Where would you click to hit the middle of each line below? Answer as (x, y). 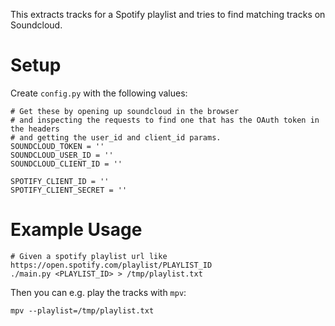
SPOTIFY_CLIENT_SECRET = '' (69, 190)
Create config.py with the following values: (99, 93)
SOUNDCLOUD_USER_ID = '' (62, 155)
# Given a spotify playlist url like (89, 256)
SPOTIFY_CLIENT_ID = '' (60, 181)
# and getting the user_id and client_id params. (116, 137)
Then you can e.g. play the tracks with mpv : (98, 292)
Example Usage (76, 230)
